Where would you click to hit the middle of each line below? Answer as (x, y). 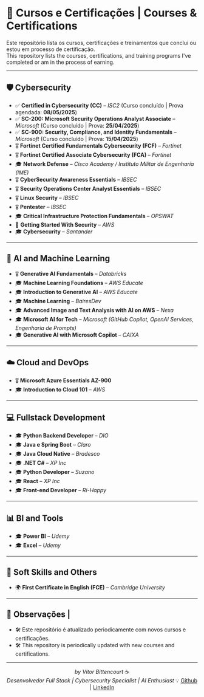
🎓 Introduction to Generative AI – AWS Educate (76, 292)
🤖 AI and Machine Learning (58, 259)
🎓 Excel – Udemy (38, 545)
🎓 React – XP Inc (37, 481)
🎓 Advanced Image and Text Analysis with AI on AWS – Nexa (94, 310)
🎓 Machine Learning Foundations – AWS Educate (79, 283)
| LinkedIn (102, 687)
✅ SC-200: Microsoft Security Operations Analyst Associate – (95, 118)
